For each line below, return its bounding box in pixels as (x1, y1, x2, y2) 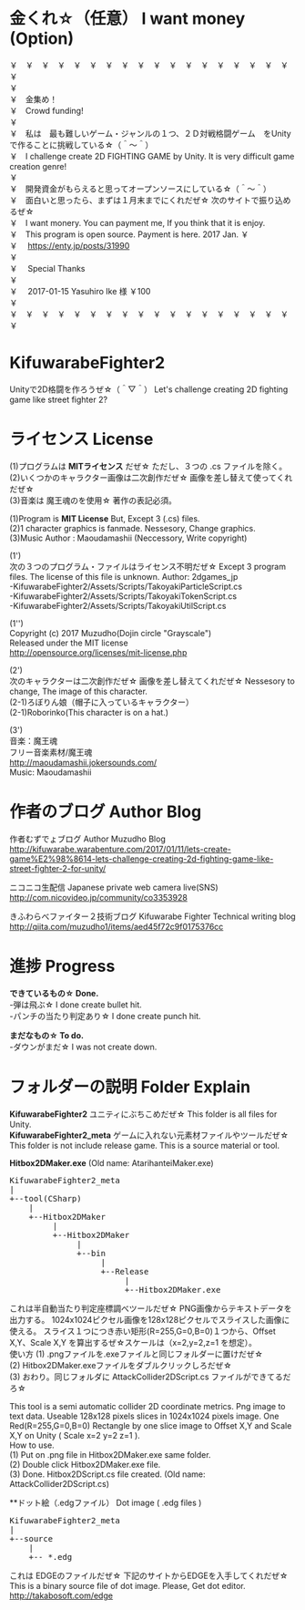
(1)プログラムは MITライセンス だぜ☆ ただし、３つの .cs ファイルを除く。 (9, 460, 288, 471)
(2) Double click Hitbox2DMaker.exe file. (9, 1459, 161, 1470)
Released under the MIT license (9, 637, 129, 648)
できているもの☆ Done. (9, 987, 99, 998)
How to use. (9, 1440, 55, 1450)
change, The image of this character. (9, 686, 148, 697)
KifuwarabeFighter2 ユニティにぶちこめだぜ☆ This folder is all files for (9, 1109, 278, 1120)
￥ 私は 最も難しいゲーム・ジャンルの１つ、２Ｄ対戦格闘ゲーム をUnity (9, 128, 291, 139)
